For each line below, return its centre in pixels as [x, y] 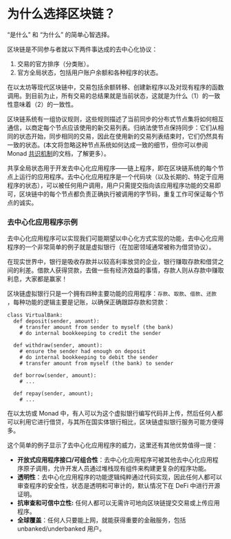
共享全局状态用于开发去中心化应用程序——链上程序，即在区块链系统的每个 [112, 168]
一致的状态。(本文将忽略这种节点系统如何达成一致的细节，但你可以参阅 [108, 145]
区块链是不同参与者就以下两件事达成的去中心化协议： [82, 49]
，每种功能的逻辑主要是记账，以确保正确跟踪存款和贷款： [88, 302]
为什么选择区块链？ [62, 14]
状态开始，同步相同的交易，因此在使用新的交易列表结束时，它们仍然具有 [121, 136]
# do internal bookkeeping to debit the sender [89, 358]
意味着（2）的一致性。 [45, 104]
